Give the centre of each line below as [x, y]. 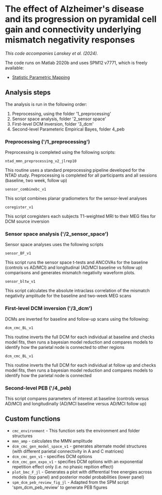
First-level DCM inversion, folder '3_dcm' [53, 124]
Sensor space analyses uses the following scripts [54, 245]
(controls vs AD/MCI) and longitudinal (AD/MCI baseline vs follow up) [74, 267]
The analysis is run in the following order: [46, 104]
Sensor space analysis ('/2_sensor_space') [57, 234]
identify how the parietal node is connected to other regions [65, 347]
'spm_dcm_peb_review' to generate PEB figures [60, 487]
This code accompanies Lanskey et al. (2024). [52, 53]
